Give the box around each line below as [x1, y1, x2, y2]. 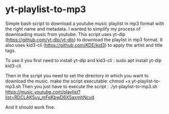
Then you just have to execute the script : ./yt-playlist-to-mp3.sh [22, 83, 158, 90]
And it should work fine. [5, 104, 55, 110]
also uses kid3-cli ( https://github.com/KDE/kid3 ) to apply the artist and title [5, 42, 163, 48]
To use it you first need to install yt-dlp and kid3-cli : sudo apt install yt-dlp [5, 57, 162, 63]
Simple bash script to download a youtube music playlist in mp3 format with [5, 20, 164, 26]
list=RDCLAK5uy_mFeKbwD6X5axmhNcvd [5, 94, 94, 100]
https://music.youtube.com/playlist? [5, 89, 80, 95]
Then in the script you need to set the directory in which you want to [5, 72, 149, 78]
